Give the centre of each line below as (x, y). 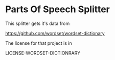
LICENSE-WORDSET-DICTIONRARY (43, 53)
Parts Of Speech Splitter (57, 9)
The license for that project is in (39, 43)
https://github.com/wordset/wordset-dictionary (55, 33)
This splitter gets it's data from (38, 23)
